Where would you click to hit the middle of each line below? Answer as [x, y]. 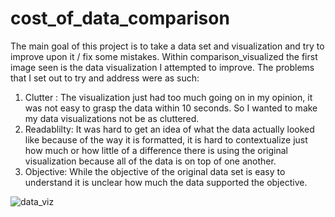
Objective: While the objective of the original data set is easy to [155, 171]
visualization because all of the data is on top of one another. [150, 161]
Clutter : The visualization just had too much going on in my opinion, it [168, 97]
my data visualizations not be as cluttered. [112, 118]
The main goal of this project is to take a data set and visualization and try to [167, 46]
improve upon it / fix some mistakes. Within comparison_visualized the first [164, 56]
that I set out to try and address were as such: [105, 78]
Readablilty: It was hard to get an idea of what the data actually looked [169, 129]
